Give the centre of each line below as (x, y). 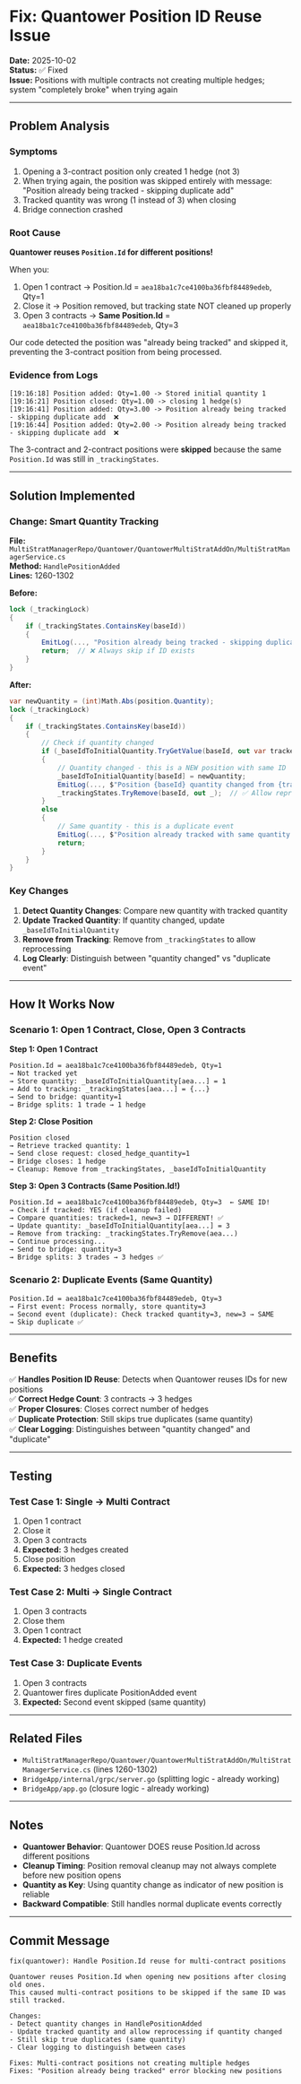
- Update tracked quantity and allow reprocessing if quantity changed (146, 2032)
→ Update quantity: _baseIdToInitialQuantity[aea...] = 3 (120, 1226)
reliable (36, 1895)
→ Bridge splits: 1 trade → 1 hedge (77, 1105)
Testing (31, 1476)
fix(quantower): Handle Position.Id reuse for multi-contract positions (148, 1961)
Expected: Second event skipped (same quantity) (114, 1702)
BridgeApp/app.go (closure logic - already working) (116, 1789)
